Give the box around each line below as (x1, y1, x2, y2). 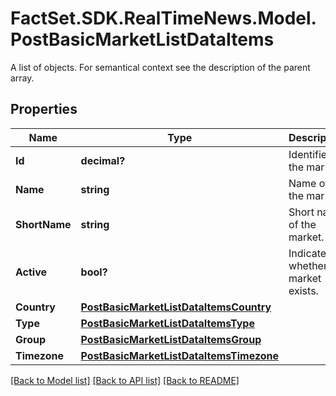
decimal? (80, 153, 126, 167)
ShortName (15, 217, 72, 231)
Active (15, 265, 48, 279)
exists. (288, 283, 319, 297)
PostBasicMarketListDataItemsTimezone (80, 348, 280, 362)
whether (288, 258, 328, 272)
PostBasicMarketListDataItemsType (80, 316, 255, 330)
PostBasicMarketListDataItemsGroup (80, 332, 262, 346)
